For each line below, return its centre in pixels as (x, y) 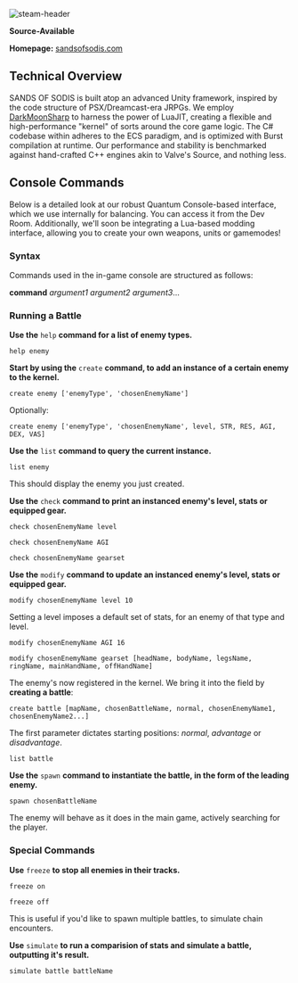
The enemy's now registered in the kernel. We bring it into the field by (137, 683)
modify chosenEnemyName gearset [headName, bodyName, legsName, (131, 659)
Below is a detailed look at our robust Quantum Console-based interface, (143, 204)
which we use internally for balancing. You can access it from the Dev (137, 213)
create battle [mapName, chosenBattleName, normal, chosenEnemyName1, (143, 709)
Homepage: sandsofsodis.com (66, 48)
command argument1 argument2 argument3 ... (94, 292)
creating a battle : (41, 692)
